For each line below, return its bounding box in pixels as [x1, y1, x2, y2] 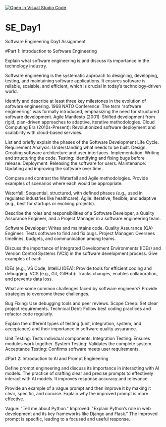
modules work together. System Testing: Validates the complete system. [5, 340, 153, 347]
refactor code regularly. [5, 310, 54, 317]
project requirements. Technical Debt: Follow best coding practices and [5, 305, 151, 311]
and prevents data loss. [5, 276, 53, 282]
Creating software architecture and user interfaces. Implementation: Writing [5, 149, 160, 156]
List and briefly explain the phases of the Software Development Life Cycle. [5, 139, 159, 145]
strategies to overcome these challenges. [5, 291, 90, 297]
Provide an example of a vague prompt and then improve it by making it [5, 385, 151, 391]
